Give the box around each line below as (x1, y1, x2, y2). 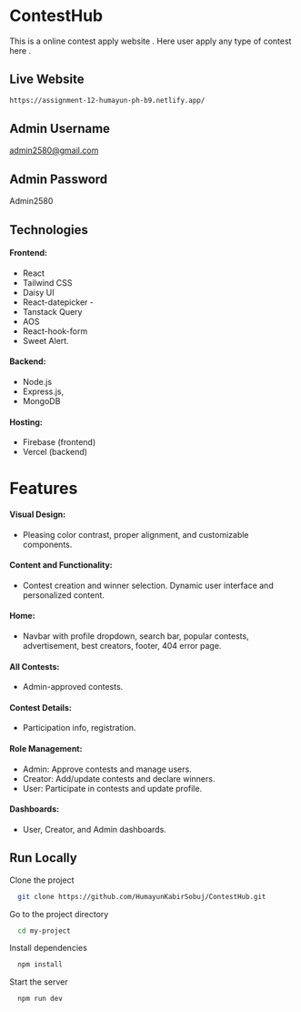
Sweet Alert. (22, 335, 70, 346)
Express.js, (22, 386, 65, 397)
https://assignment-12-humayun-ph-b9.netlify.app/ (9, 96, 206, 105)
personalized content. (22, 589, 105, 601)
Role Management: (9, 744, 83, 754)
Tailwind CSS (22, 277, 73, 288)
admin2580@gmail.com (9, 145, 99, 156)
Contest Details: (9, 702, 73, 713)
